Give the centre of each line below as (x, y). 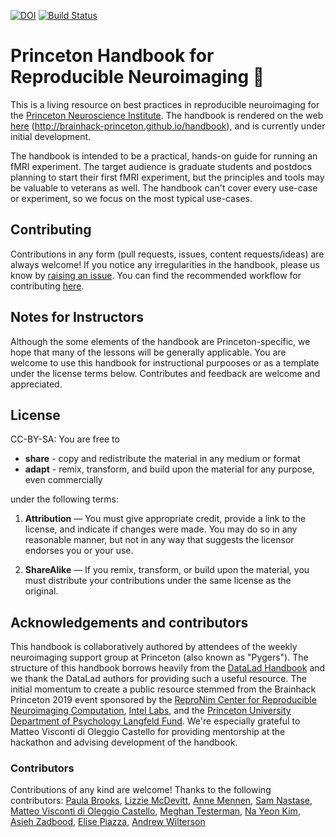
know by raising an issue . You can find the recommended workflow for (156, 275)
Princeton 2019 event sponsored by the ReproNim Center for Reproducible (163, 700)
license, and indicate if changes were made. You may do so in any (161, 529)
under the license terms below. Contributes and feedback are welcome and (165, 373)
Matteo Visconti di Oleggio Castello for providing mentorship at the (148, 732)
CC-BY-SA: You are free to (65, 439)
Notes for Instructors (77, 317)
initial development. (51, 136)
